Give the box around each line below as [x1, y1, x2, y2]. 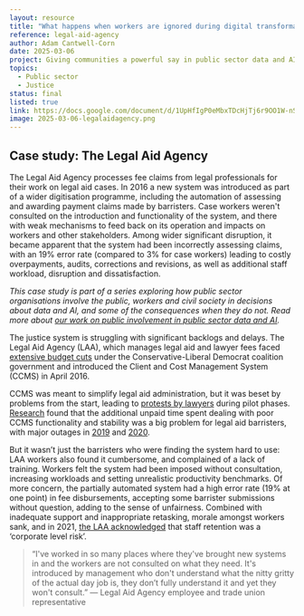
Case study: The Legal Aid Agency [9, 148, 208, 163]
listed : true [9, 97, 59, 107]
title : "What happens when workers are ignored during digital [9, 22, 253, 31]
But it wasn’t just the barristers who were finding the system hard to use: [9, 444, 280, 455]
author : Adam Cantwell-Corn [9, 38, 116, 48]
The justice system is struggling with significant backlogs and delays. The [9, 332, 285, 342]
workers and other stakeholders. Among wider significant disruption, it [9, 229, 272, 240]
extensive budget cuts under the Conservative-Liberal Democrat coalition [9, 351, 283, 362]
